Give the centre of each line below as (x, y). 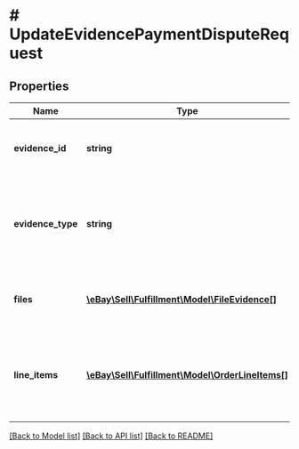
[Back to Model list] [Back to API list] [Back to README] (111, 436)
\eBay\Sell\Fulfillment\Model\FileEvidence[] (182, 299)
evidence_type (46, 224)
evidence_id (40, 148)
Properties (39, 86)
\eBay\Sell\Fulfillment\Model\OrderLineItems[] (187, 375)
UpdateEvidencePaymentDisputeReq (149, 34)
